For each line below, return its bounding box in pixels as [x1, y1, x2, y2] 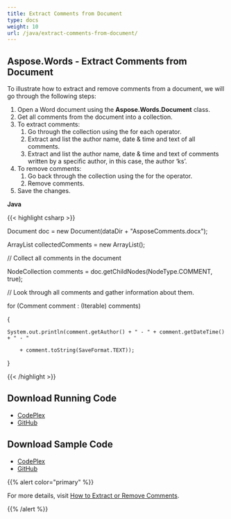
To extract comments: [17, 120, 80, 129]
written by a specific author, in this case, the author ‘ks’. [27, 157, 187, 165]
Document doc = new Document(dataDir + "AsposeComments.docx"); [7, 227, 208, 236]
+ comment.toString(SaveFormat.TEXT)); [19, 347, 135, 354]
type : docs [7, 17, 39, 24]
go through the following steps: [7, 92, 96, 101]
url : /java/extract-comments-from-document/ [7, 29, 138, 37]
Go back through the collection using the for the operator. [27, 172, 193, 181]
